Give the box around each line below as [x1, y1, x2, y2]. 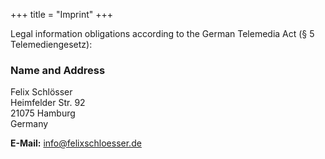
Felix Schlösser [10, 86, 73, 98]
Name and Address [10, 63, 106, 77]
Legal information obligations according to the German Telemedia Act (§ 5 [10, 28, 315, 39]
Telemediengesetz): [10, 39, 93, 50]
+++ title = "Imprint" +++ [10, 9, 113, 20]
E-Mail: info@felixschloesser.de [10, 137, 142, 149]
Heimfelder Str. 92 [10, 97, 86, 109]
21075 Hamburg [10, 107, 76, 119]
